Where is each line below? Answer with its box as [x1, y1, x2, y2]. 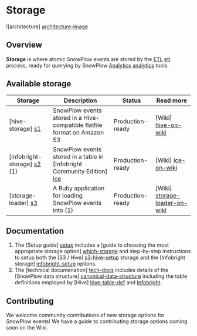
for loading [52, 191, 83, 200]
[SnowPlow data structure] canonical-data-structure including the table [14, 273, 188, 280]
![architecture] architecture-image [6, 23, 89, 30]
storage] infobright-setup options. [14, 260, 97, 267]
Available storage [6, 79, 72, 89]
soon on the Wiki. [6, 324, 49, 331]
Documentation [6, 226, 64, 236]
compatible [52, 121, 84, 129]
